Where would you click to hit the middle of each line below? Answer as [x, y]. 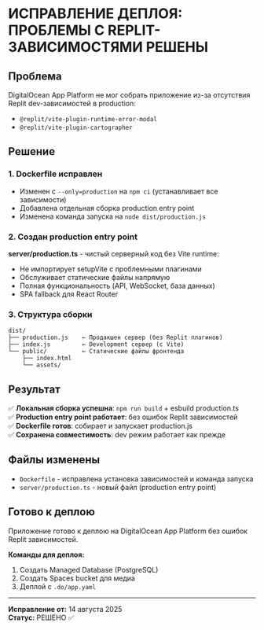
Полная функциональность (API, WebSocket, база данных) [117, 286]
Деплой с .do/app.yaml [58, 586]
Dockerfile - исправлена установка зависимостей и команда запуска [136, 479]
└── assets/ [42, 365]
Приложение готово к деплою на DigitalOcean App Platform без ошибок [128, 531]
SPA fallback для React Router [69, 294]
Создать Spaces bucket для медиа [77, 578]
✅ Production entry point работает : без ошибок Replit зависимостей [123, 417]
